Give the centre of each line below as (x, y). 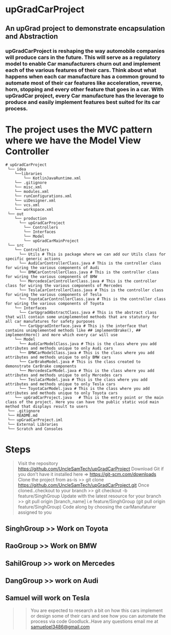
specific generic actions (33, 259)
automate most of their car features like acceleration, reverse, (84, 83)
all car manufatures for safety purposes (50, 322)
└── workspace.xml (34, 210)
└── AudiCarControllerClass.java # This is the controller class (90, 264)
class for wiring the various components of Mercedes (64, 286)
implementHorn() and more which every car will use (61, 335)
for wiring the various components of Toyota (55, 304)
